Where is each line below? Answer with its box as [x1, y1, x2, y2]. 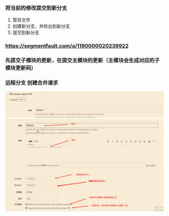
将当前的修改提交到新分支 [5, 4, 67, 11]
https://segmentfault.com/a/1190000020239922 [5, 42, 129, 49]
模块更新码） [5, 65, 37, 72]
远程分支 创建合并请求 [5, 79, 58, 86]
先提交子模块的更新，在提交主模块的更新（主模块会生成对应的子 [5, 57, 160, 64]
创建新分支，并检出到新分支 [12, 23, 70, 29]
